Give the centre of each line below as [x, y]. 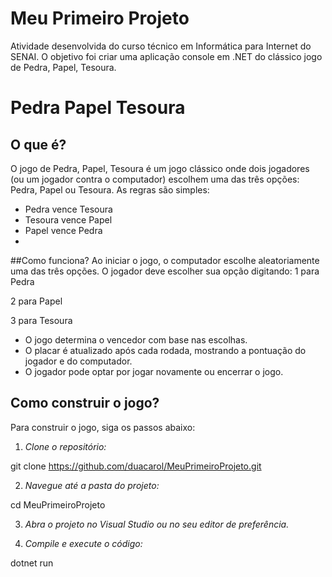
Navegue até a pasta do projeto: [92, 485]
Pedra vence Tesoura [68, 209]
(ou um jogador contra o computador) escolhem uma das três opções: [155, 179]
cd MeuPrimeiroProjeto [58, 504]
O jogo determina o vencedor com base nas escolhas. [136, 339]
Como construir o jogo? [85, 403]
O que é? [38, 144]
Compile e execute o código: [83, 543]
